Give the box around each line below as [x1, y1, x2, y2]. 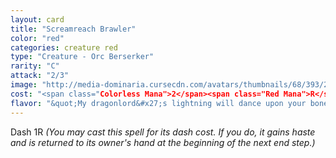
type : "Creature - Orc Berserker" [10, 52, 155, 62]
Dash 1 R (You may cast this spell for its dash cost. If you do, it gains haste [10, 126, 316, 138]
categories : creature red [10, 42, 118, 53]
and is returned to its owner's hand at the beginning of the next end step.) [10, 136, 316, 148]
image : [10, 80, 38, 90]
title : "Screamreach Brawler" [10, 24, 137, 34]
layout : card [10, 14, 65, 25]
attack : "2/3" [10, 71, 70, 81]
